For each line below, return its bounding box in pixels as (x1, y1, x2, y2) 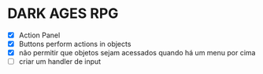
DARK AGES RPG (7, 5, 119, 23)
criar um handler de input (18, 57, 102, 66)
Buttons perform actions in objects (18, 40, 131, 48)
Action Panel (18, 30, 61, 40)
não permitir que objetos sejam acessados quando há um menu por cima (18, 48, 256, 58)
